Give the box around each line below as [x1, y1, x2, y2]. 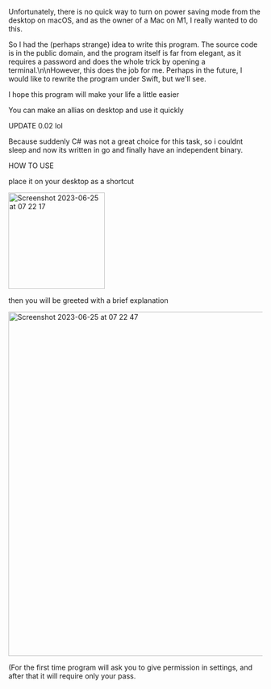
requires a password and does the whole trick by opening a [8, 57, 206, 66]
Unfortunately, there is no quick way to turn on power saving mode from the [8, 7, 261, 16]
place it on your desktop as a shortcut [8, 177, 135, 186]
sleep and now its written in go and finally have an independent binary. [8, 145, 244, 154]
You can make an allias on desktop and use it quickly [8, 105, 184, 115]
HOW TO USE [8, 161, 54, 170]
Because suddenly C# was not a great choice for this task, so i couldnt [8, 137, 244, 146]
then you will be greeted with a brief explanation [8, 296, 169, 305]
